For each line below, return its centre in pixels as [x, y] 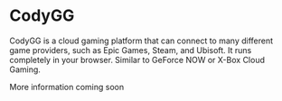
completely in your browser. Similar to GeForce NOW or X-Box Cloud [137, 60]
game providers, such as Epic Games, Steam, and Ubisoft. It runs [131, 50]
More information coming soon [67, 87]
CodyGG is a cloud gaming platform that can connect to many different [141, 41]
